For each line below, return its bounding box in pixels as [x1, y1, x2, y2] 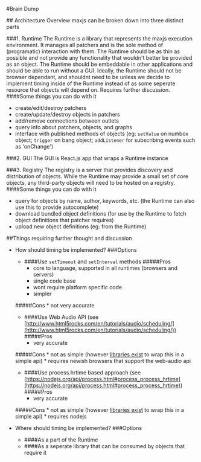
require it [24, 449, 47, 456]
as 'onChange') [14, 143, 54, 150]
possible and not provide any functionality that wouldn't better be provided [6, 54, 193, 61]
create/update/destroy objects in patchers [14, 111, 121, 118]
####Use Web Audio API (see [24, 313, 99, 321]
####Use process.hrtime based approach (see [24, 369, 141, 376]
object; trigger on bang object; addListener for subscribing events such [14, 136, 196, 144]
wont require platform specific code [33, 284, 123, 290]
